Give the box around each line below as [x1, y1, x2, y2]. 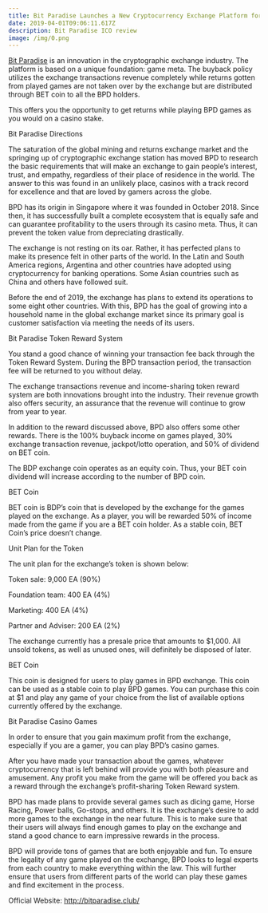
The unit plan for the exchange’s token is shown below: [8, 559, 189, 569]
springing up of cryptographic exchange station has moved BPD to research [8, 153, 258, 163]
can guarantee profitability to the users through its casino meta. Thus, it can [8, 219, 258, 229]
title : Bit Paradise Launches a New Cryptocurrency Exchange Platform [8, 11, 248, 20]
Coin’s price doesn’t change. [8, 528, 102, 538]
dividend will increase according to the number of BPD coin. [8, 472, 206, 481]
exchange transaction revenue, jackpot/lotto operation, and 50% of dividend [8, 440, 259, 449]
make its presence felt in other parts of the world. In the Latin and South [8, 252, 245, 262]
